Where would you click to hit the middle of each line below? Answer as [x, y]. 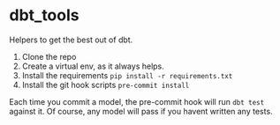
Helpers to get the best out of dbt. [71, 40]
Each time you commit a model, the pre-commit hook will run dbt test [137, 101]
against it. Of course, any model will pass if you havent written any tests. [141, 111]
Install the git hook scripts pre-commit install [106, 85]
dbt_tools [44, 15]
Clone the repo [49, 56]
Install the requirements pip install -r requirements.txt [127, 75]
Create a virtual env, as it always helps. [93, 66]
